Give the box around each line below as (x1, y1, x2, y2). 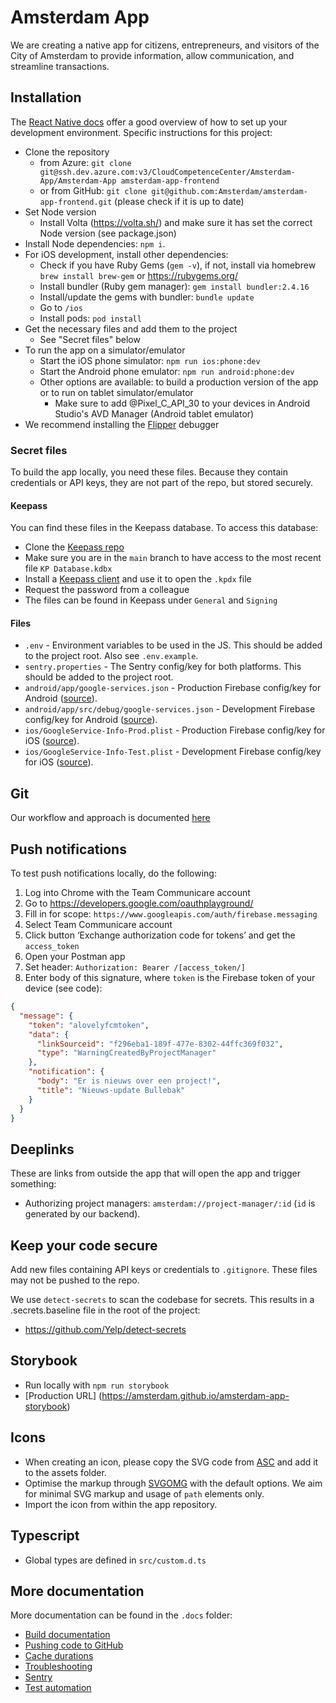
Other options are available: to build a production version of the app (39, 376, 319, 388)
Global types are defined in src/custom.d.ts (24, 1554, 207, 1566)
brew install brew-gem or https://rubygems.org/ (39, 269, 238, 281)
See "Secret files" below (39, 333, 141, 345)
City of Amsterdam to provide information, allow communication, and (10, 49, 295, 61)
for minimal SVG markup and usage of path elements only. (24, 1487, 265, 1500)
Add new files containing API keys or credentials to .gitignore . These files (10, 1264, 318, 1276)
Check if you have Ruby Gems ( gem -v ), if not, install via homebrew (39, 259, 317, 271)
